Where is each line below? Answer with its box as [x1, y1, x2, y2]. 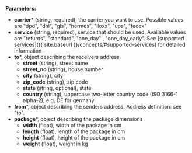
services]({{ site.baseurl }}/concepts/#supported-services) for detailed [13, 41, 186, 48]
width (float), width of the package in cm [22, 122, 122, 128]
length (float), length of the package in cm [22, 128, 125, 135]
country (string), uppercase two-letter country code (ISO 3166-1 [22, 91, 179, 98]
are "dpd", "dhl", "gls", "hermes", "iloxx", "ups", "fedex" [13, 23, 147, 29]
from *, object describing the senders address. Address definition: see [13, 103, 182, 110]
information [13, 47, 42, 54]
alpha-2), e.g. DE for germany [22, 97, 95, 104]
